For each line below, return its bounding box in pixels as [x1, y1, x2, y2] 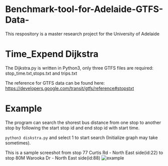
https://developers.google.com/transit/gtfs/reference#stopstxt [5, 85, 134, 91]
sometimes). [5, 139, 31, 146]
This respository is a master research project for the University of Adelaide [5, 31, 159, 37]
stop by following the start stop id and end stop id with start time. [5, 124, 140, 131]
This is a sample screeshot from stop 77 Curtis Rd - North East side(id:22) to [5, 149, 163, 155]
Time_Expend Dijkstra [5, 49, 99, 60]
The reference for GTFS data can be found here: [5, 80, 105, 86]
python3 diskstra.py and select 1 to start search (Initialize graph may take [5, 134, 158, 140]
